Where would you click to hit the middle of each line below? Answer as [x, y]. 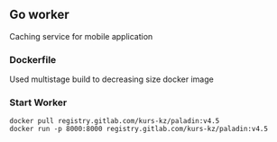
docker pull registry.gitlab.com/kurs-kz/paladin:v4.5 [115, 121]
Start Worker [38, 102]
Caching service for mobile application [81, 36]
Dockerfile [33, 59]
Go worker [39, 15]
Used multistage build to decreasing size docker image [111, 79]
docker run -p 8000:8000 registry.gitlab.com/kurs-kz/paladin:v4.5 [139, 129]
